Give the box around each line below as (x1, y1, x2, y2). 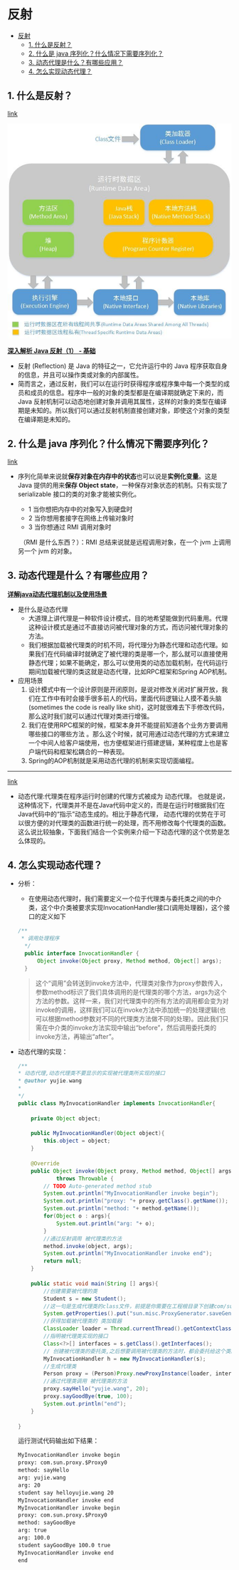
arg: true (17, 1527, 48, 1534)
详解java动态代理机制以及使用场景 (7, 590, 108, 598)
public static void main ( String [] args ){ (31, 1279, 159, 1287)
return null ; (43, 1257, 83, 1265)
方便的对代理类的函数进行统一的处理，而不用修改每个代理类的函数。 (30, 818, 230, 827)
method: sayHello (17, 1467, 70, 1474)
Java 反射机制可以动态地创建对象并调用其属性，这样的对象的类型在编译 (17, 397, 228, 406)
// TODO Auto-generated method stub (43, 1183, 152, 1190)
